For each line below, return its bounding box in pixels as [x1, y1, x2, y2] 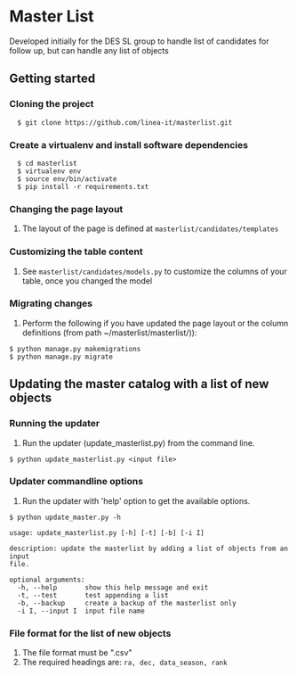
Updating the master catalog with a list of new [9, 376, 269, 392]
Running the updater [9, 417, 100, 430]
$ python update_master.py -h [9, 513, 122, 522]
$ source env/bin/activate [17, 174, 117, 184]
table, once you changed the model [21, 275, 153, 286]
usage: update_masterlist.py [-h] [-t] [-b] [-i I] [9, 528, 205, 537]
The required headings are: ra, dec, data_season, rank [21, 657, 229, 668]
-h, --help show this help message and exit [17, 582, 209, 592]
